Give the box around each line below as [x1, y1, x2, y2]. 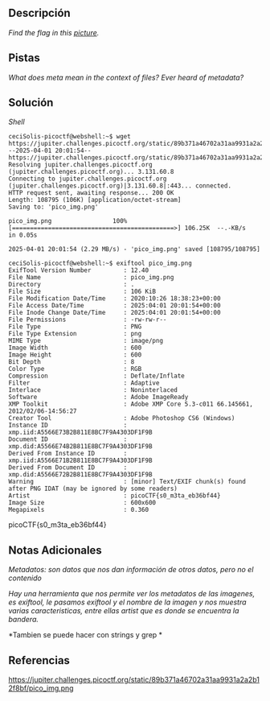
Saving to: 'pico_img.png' [8, 203, 99, 212]
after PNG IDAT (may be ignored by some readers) [8, 485, 178, 493]
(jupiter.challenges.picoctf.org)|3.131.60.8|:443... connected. [8, 182, 231, 190]
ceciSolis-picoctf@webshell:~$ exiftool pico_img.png [8, 259, 193, 268]
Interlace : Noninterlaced [8, 386, 178, 394]
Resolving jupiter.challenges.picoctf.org [8, 161, 153, 169]
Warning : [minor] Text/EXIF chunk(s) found [8, 478, 247, 486]
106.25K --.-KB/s [184, 225, 247, 233]
